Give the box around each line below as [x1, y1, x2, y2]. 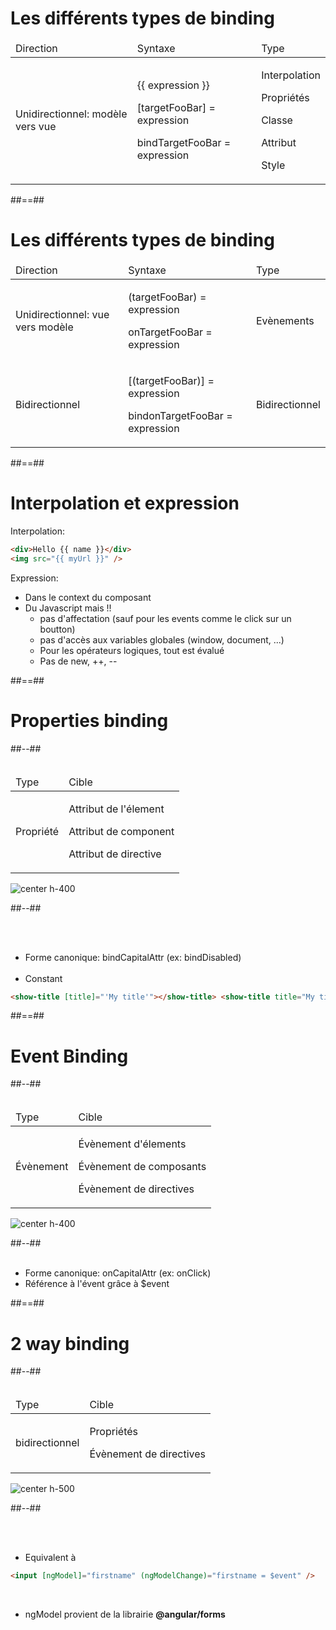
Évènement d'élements [78, 1137, 187, 1151]
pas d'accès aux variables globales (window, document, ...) [39, 633, 285, 646]
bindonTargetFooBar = [128, 408, 233, 422]
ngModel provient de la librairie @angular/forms [24, 1608, 226, 1621]
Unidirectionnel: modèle [15, 107, 128, 121]
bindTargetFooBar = [136, 135, 232, 149]
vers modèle [15, 320, 74, 334]
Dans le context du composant [24, 591, 152, 603]
